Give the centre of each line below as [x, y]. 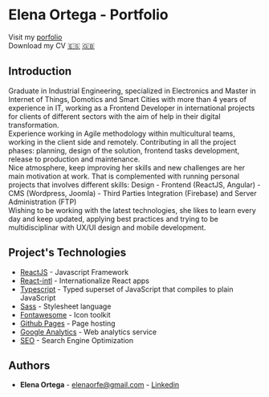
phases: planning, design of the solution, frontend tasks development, [124, 150]
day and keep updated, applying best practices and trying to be [113, 219]
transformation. [34, 125]
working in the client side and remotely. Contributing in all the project [122, 141]
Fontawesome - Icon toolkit [65, 314]
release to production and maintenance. [74, 159]
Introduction [40, 71]
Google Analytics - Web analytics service [88, 332]
